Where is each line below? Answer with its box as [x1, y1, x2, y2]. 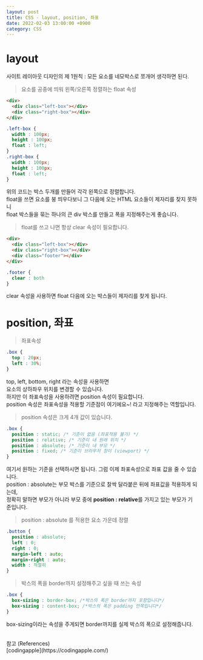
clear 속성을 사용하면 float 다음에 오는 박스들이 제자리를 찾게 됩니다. [6, 292, 167, 300]
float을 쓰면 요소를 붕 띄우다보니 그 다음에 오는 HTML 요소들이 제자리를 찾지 [6, 195, 186, 203]
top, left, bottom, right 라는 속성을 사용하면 [6, 377, 109, 385]
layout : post [6, 8, 39, 15]
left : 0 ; [12, 539, 36, 546]
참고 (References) [6, 639, 50, 647]
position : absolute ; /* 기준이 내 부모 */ [12, 442, 116, 449]
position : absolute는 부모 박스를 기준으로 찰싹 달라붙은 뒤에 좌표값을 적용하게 [6, 480, 191, 488]
